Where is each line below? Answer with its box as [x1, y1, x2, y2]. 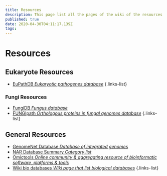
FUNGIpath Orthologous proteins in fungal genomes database [12, 110, 141, 116]
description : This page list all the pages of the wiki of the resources [5, 12, 163, 17]
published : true [5, 17, 39, 22]
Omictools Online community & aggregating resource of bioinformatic [12, 154, 157, 160]
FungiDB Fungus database [12, 105, 68, 111]
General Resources [5, 130, 66, 139]
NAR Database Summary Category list [12, 149, 92, 155]
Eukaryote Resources [5, 67, 74, 76]
